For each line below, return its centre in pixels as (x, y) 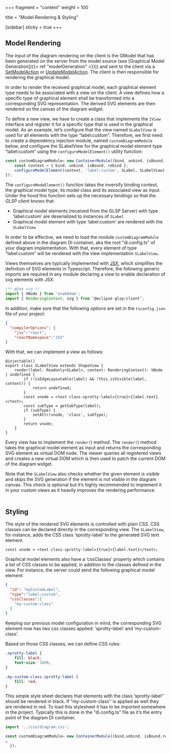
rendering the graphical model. (38, 77)
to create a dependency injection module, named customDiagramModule (79, 141)
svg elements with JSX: (30, 280)
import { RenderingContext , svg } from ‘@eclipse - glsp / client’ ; (75, 299)
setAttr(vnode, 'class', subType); (70, 415)
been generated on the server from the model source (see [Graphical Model (85, 61)
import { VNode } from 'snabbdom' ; (43, 294)
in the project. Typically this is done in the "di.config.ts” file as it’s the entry (84, 712)
